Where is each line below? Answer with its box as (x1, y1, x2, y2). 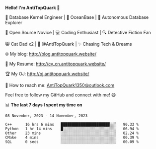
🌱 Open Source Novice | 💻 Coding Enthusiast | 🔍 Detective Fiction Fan (5, 30, 152, 35)
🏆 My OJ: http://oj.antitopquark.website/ (5, 71, 89, 76)
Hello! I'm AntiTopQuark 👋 (5, 5, 60, 10)
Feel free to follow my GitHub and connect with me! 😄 (5, 92, 116, 98)
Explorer (5, 20, 22, 25)
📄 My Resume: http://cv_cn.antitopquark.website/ (5, 61, 106, 67)
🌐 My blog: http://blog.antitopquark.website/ (5, 51, 97, 57)
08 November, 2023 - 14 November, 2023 (5, 113, 88, 118)
